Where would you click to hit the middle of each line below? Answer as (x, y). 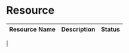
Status (111, 29)
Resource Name (32, 29)
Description (78, 29)
